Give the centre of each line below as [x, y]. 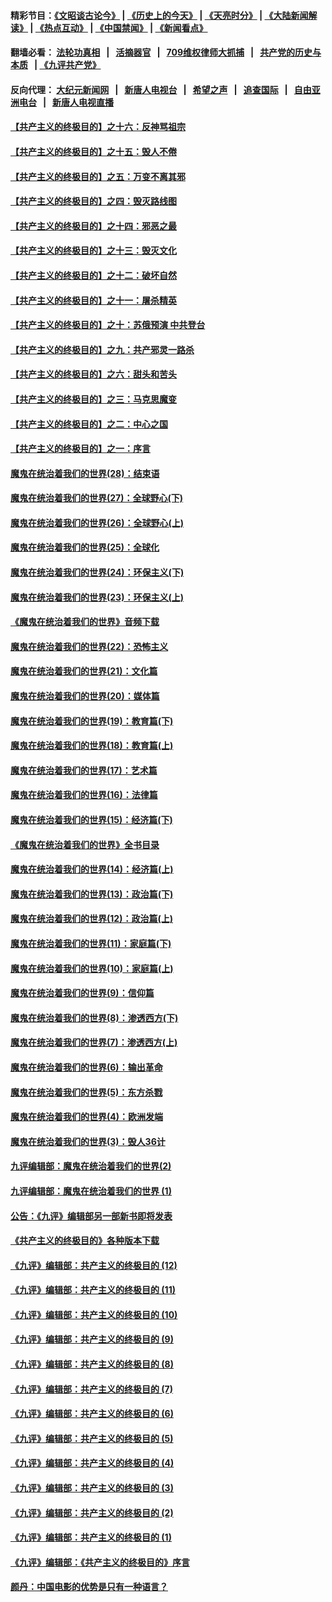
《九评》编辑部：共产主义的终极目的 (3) [92, 1488]
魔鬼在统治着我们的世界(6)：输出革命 [86, 1067]
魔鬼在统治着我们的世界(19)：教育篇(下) [92, 721]
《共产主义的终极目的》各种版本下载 [85, 1241]
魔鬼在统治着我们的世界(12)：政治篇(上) [91, 919]
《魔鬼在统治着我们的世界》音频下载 [85, 622]
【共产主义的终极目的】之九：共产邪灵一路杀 [102, 349]
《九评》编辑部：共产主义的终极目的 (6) [92, 1414]
